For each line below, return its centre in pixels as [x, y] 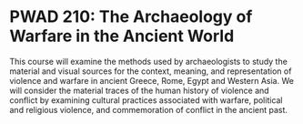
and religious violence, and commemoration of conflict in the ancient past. [149, 109]
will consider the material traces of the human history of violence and [140, 90]
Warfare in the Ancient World [122, 36]
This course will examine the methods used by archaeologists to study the [149, 61]
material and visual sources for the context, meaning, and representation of [151, 71]
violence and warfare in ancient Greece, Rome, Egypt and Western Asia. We [151, 80]
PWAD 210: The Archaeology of [131, 17]
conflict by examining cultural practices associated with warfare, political [146, 100]
